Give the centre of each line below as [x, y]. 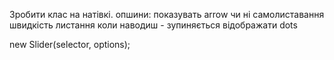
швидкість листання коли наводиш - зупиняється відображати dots [153, 25]
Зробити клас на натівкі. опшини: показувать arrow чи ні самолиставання [167, 14]
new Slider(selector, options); [70, 44]
